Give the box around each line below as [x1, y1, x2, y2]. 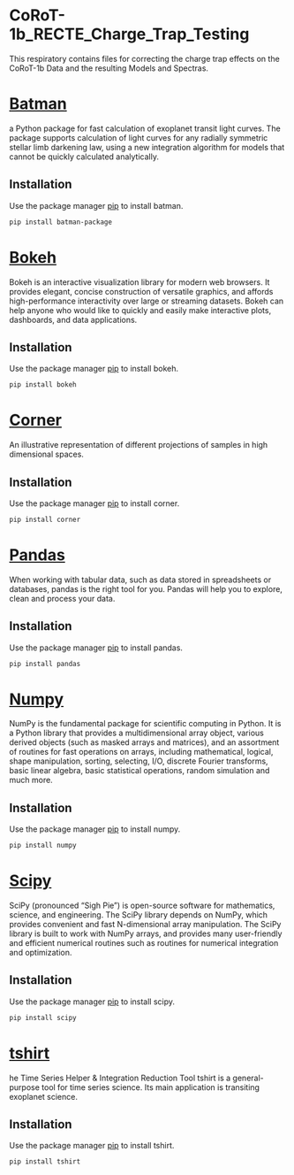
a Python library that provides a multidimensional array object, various [9, 727, 265, 739]
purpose [9, 1081, 40, 1093]
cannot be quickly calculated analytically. [9, 151, 159, 162]
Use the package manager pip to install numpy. [9, 824, 181, 834]
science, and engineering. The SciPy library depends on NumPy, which [9, 910, 268, 920]
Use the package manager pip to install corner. [9, 497, 180, 509]
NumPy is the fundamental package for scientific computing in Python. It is [9, 718, 282, 729]
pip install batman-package [9, 218, 113, 227]
